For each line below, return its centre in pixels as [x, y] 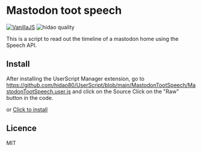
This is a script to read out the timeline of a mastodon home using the [93, 39]
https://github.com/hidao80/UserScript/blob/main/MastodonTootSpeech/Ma [101, 85]
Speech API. [22, 45]
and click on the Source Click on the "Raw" [125, 91]
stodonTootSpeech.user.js [39, 91]
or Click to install [27, 109]
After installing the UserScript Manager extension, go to [75, 78]
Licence [22, 128]
